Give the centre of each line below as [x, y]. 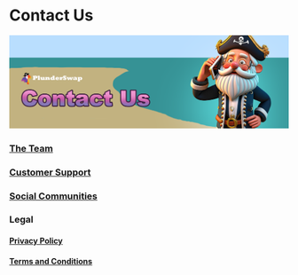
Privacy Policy [36, 241]
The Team [31, 148]
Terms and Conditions [51, 261]
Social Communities [53, 196]
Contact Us [51, 16]
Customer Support [50, 172]
